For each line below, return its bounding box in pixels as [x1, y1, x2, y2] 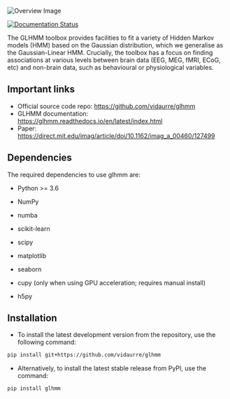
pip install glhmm [7, 385, 61, 392]
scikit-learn [17, 224, 50, 233]
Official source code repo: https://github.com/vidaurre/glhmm [17, 102, 196, 110]
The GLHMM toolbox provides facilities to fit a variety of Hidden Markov [7, 33, 215, 42]
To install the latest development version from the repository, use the [17, 331, 216, 339]
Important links [7, 84, 76, 96]
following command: [17, 338, 77, 347]
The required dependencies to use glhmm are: [7, 170, 141, 179]
